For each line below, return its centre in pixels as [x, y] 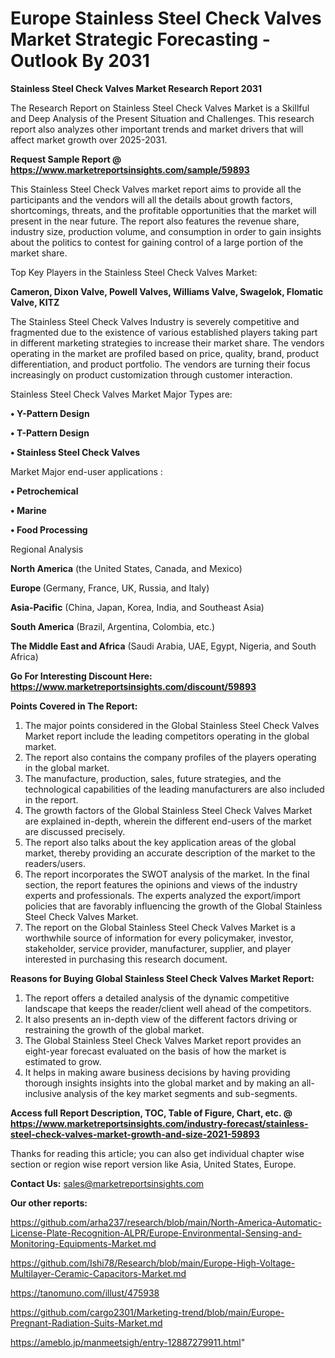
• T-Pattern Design [50, 433]
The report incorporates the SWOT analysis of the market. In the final [167, 874]
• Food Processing [49, 529]
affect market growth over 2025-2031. [89, 139]
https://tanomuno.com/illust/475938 [85, 1293]
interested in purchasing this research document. [126, 959]
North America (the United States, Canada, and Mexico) [126, 568]
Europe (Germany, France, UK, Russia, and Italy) [110, 588]
